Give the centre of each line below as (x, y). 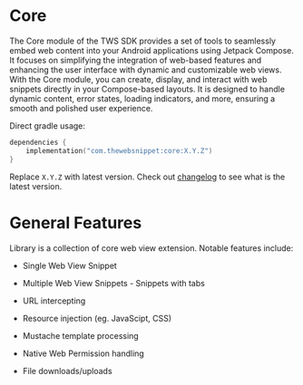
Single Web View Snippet (70, 265)
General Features (76, 222)
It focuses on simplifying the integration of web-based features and (136, 60)
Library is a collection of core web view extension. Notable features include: (151, 248)
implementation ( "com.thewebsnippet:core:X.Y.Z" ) (119, 150)
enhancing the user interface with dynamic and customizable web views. (146, 70)
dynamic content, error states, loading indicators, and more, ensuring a (142, 98)
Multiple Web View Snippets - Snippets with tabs (114, 283)
